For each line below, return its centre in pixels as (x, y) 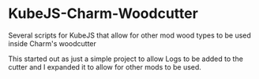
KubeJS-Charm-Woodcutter (103, 14)
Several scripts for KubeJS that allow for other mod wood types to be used (129, 35)
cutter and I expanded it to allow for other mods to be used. (105, 66)
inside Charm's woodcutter (53, 43)
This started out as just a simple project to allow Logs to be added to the (126, 59)
